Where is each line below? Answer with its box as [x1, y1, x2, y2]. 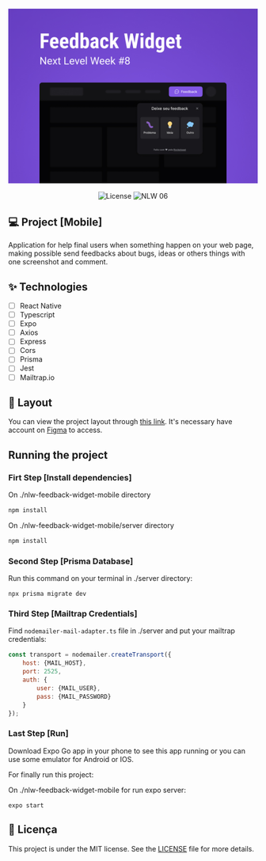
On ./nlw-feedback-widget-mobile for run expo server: [8, 785, 186, 795]
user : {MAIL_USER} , [36, 684, 101, 692]
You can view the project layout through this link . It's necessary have [8, 417, 233, 427]
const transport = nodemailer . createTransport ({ [8, 650, 172, 659]
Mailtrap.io [19, 373, 55, 382]
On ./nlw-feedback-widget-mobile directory [8, 490, 151, 499]
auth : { [22, 676, 47, 685]
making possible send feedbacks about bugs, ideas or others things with [8, 248, 245, 258]
